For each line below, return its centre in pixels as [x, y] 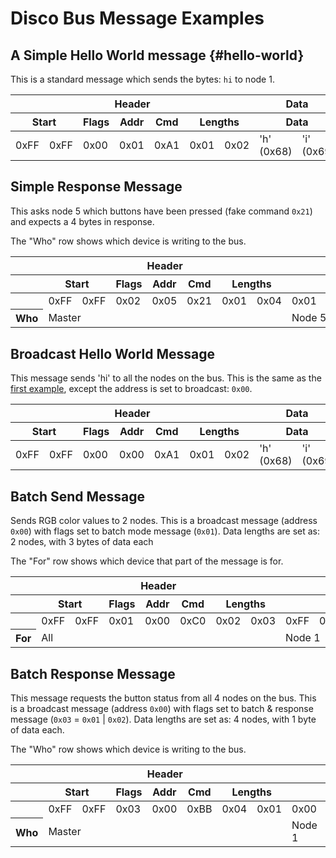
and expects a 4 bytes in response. [82, 221]
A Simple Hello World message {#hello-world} [157, 55]
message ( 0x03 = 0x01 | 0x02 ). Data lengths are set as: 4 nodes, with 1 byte [163, 719]
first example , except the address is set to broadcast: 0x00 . [131, 389]
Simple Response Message [96, 187]
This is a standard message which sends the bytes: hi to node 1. [142, 79]
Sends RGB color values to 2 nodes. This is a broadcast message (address [164, 520]
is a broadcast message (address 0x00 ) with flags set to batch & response [162, 709]
